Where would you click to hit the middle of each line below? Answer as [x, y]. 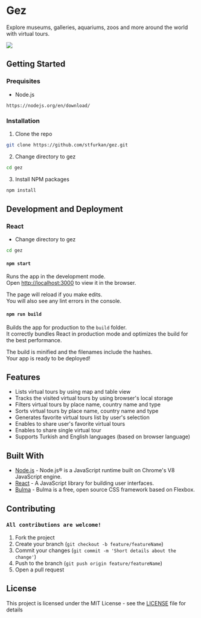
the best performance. [34, 340]
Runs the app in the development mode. [56, 276]
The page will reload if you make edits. [54, 294]
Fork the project [35, 537]
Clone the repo [33, 134]
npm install [21, 190]
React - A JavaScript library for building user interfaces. [85, 483]
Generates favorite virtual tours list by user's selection [82, 417]
